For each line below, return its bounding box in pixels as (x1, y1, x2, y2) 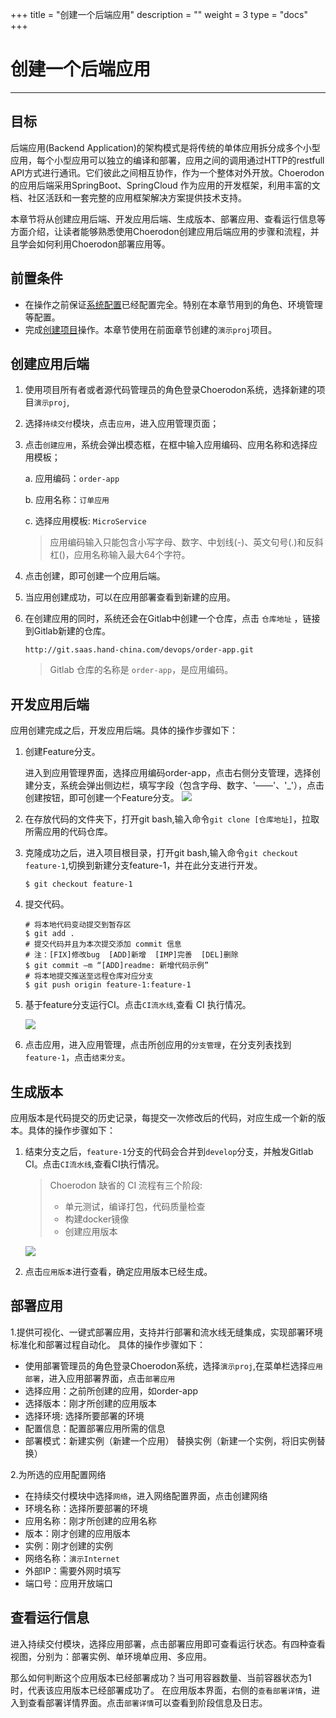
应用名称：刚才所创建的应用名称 (24, 1514, 157, 1527)
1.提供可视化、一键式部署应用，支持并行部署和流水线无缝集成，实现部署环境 (10, 1326, 323, 1338)
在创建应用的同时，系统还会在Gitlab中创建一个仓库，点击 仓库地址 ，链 (24, 613, 312, 625)
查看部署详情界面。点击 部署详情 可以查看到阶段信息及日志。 (27, 1696, 268, 1708)
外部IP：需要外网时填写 (24, 1564, 122, 1577)
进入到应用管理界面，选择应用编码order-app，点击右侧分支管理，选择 (24, 767, 313, 779)
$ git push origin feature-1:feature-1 (24, 980, 192, 990)
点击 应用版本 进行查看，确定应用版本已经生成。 (24, 1266, 213, 1277)
